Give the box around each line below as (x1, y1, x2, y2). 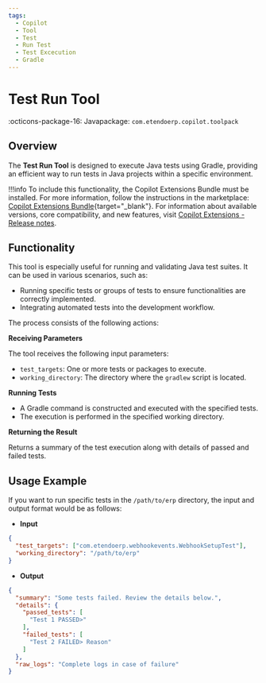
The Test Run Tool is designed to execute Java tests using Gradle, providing (8, 160, 258, 170)
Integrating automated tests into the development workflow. (19, 303, 216, 312)
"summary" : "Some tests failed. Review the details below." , (15, 593, 222, 602)
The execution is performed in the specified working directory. (19, 412, 225, 422)
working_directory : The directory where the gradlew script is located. (19, 372, 247, 382)
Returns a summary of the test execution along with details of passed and (8, 442, 249, 453)
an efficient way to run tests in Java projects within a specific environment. (8, 168, 253, 179)
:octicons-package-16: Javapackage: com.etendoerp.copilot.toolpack (8, 116, 239, 125)
